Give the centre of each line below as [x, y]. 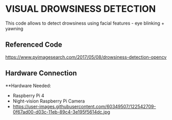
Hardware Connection [41, 73]
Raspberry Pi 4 [28, 95]
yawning [14, 28]
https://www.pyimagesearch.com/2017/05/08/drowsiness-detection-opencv [86, 57]
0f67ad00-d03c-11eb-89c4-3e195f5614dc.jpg [61, 112]
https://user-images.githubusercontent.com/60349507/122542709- [84, 106]
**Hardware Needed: [28, 86]
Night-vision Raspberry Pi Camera [49, 101]
